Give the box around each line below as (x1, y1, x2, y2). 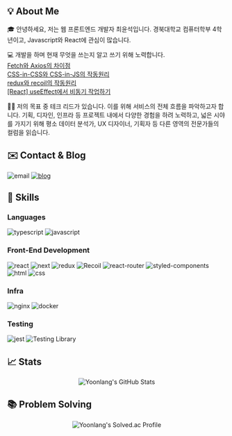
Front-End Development (7, 246, 90, 255)
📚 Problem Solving (7, 399, 92, 410)
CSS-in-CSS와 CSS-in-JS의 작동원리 (7, 69, 110, 78)
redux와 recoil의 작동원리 (7, 78, 77, 87)
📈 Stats (7, 355, 42, 367)
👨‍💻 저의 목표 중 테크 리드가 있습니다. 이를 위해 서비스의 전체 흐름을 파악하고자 (7, 102, 217, 110)
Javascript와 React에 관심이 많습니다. (27, 35, 131, 44)
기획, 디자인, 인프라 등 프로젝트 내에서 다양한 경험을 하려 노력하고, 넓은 (22, 110, 213, 119)
